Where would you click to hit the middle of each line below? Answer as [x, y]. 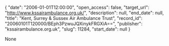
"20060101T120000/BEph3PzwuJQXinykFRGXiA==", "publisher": [74, 24]
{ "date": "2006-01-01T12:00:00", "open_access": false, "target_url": [77, 7]
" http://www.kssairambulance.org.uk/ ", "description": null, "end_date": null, [84, 13]
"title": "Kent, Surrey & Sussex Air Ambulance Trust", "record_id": [74, 18]
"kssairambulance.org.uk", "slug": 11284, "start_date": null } [68, 29]
